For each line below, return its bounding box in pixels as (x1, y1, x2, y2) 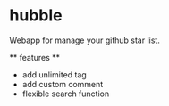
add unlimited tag (21, 69, 87, 80)
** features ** (9, 52, 61, 62)
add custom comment (21, 78, 104, 89)
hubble (9, 5, 63, 26)
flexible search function (21, 88, 110, 99)
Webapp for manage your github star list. (9, 35, 161, 45)
